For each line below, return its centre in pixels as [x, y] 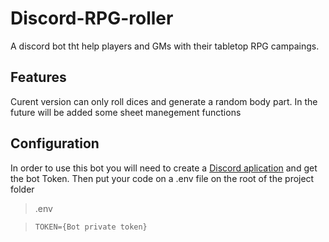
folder [22, 189]
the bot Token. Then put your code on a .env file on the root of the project [162, 178]
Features [38, 77]
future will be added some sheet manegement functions [126, 112]
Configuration [55, 143]
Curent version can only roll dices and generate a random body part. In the [164, 101]
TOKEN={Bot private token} [91, 227]
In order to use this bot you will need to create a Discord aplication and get [164, 168]
